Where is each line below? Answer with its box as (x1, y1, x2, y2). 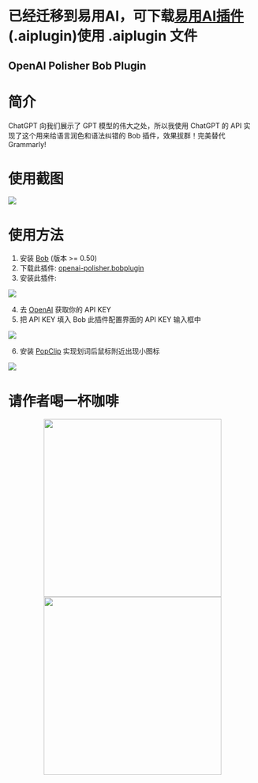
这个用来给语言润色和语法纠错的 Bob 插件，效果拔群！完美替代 (21, 130, 226, 140)
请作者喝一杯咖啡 (8, 392, 120, 410)
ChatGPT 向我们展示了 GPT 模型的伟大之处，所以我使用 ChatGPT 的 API (8, 120, 242, 130)
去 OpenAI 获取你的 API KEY (19, 305, 112, 315)
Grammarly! (8, 139, 47, 149)
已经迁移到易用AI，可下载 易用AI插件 (8, 7, 245, 25)
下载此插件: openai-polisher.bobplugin (19, 263, 144, 273)
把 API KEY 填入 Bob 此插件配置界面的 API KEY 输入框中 (19, 315, 201, 324)
